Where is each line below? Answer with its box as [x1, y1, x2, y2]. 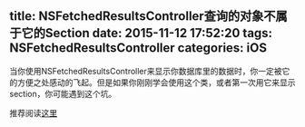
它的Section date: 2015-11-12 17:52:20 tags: [21, 25, 273, 41]
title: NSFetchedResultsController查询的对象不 [9, 8, 276, 24]
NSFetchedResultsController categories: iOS [9, 40, 268, 56]
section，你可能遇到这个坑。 [9, 88, 117, 99]
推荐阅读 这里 [9, 107, 57, 118]
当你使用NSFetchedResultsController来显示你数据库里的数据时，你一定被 [9, 65, 283, 76]
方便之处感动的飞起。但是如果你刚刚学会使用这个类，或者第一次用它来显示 [16, 76, 296, 88]
